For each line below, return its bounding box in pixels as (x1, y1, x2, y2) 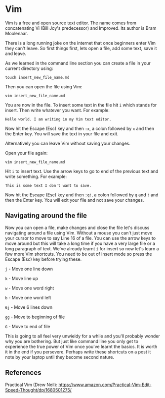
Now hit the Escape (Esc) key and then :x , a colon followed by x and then (5, 125, 155, 131)
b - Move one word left (5, 294, 51, 300)
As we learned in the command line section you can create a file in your (5, 60, 151, 66)
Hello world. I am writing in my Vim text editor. (5, 116, 112, 122)
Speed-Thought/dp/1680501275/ (5, 387, 72, 393)
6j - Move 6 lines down (5, 304, 53, 310)
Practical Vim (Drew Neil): (5, 382, 58, 388)
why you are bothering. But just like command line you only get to (5, 338, 138, 344)
